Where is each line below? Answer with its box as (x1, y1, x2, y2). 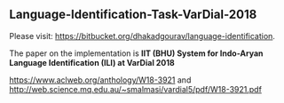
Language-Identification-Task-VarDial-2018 (9, 7, 257, 22)
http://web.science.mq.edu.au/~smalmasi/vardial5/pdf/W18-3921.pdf (9, 83, 262, 94)
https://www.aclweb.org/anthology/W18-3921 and (9, 75, 192, 85)
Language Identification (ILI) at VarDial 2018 (9, 57, 175, 67)
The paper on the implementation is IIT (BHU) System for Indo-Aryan (9, 48, 264, 59)
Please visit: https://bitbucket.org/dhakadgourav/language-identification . (9, 30, 275, 41)
